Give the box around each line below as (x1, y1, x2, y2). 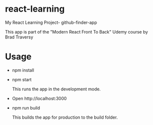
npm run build (12, 105, 40, 110)
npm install (12, 67, 34, 73)
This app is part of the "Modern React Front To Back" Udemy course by (5, 29, 148, 35)
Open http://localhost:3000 (12, 95, 67, 101)
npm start (12, 76, 32, 82)
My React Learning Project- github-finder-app (5, 19, 97, 25)
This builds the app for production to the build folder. (12, 114, 118, 120)
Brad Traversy (5, 34, 34, 40)
